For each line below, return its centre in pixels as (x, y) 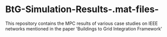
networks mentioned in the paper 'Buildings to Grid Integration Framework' (84, 28)
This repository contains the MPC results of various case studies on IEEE (81, 23)
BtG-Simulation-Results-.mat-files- (82, 9)
